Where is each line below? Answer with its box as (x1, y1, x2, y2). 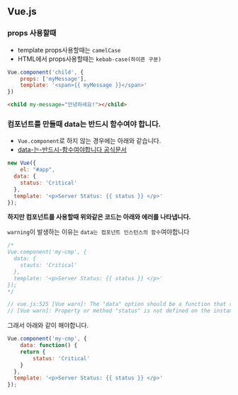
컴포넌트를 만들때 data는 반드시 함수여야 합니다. (7, 119, 161, 129)
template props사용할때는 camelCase (17, 45, 121, 54)
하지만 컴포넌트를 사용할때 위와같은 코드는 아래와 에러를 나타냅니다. (7, 212, 191, 222)
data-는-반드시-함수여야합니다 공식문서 (17, 145, 127, 154)
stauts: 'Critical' (20, 262, 78, 269)
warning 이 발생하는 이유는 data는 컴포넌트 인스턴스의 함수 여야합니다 (7, 228, 190, 236)
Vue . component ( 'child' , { (7, 69, 84, 76)
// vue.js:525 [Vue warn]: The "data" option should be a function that (7, 301, 227, 308)
